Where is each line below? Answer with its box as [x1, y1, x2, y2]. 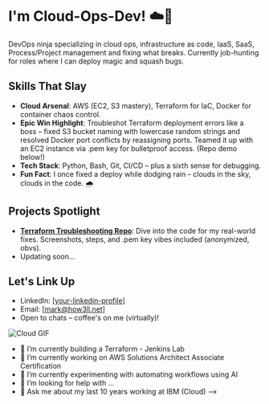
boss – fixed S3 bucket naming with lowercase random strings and [19, 126, 241, 136]
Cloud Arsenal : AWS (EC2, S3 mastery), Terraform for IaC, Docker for [19, 100, 251, 110]
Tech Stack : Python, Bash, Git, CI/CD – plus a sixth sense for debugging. [19, 161, 261, 170]
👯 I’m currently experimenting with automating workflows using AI [19, 369, 238, 379]
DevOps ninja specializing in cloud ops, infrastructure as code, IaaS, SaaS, [8, 39, 255, 49]
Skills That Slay [8, 80, 87, 93]
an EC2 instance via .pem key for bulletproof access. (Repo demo [19, 143, 238, 153]
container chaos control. [19, 109, 101, 119]
